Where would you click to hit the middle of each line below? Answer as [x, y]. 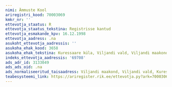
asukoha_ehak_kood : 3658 [32, 48]
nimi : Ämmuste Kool [26, 10]
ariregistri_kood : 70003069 [35, 15]
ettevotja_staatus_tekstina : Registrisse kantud [58, 29]
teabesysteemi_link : [27, 77]
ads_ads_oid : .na [24, 67]
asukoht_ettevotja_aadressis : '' [41, 43]
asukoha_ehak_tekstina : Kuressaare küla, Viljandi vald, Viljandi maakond [87, 53]
